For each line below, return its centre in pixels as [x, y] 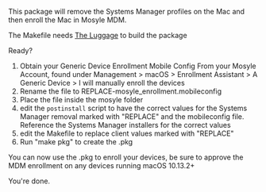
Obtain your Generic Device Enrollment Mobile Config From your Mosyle [138, 66]
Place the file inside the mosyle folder [81, 100]
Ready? [21, 50]
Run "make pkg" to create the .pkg [76, 142]
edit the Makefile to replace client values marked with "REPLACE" [127, 133]
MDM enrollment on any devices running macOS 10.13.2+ [102, 165]
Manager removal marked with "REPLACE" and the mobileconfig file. [132, 117]
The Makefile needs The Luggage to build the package [98, 35]
